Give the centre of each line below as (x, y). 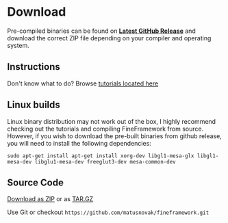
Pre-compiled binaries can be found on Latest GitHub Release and (102, 31)
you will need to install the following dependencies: (79, 143)
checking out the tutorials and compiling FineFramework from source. (105, 129)
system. (18, 45)
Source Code (35, 182)
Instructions (34, 67)
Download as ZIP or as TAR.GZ (50, 199)
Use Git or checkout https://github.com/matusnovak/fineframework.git (108, 212)
